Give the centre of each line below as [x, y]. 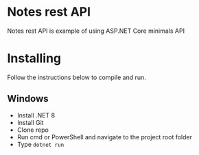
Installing [34, 58]
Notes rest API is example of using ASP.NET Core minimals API [96, 31]
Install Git [30, 122]
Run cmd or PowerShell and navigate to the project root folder [104, 137]
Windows [28, 99]
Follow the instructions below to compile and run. [77, 77]
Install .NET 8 [36, 115]
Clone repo [33, 130]
